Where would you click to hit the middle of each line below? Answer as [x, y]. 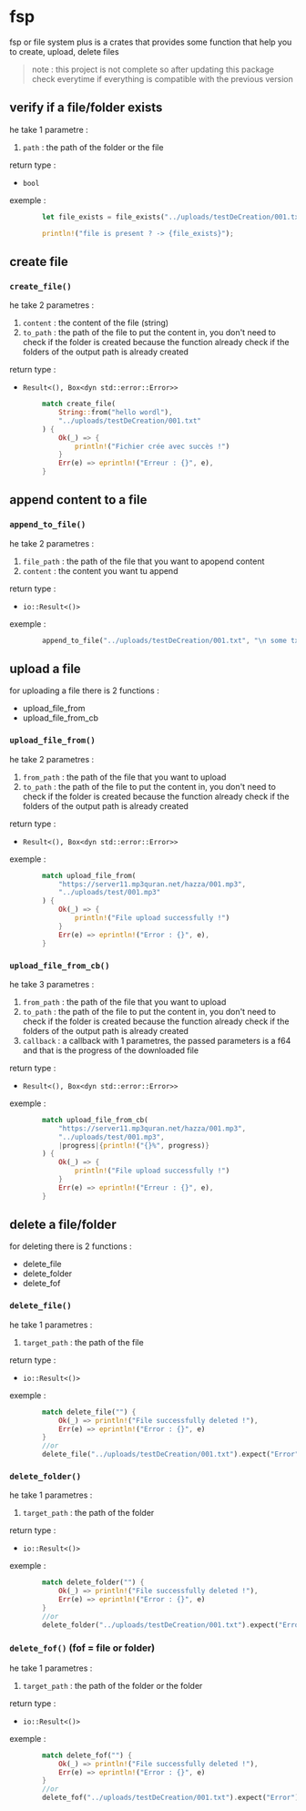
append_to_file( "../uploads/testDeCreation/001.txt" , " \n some [164, 640]
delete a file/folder [63, 1225]
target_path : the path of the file [83, 1342]
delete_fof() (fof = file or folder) [82, 1648]
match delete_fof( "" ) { [87, 1755]
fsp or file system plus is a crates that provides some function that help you [151, 42]
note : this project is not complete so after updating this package [153, 69]
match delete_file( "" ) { [89, 1412]
